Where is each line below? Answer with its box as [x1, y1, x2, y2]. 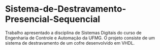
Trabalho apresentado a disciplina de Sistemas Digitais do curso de [5, 30, 142, 35]
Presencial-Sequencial [5, 14, 100, 25]
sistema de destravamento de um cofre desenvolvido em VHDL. [5, 40, 135, 46]
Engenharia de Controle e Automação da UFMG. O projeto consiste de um [5, 35, 155, 41]
